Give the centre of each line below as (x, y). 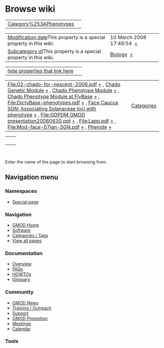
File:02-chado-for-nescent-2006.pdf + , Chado (64, 84)
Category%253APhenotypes (41, 24)
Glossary (21, 280)
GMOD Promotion (30, 318)
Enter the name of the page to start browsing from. (56, 162)
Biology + (122, 54)
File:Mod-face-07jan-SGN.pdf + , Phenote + (60, 127)
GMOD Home (25, 225)
